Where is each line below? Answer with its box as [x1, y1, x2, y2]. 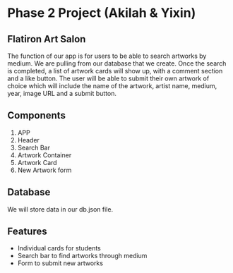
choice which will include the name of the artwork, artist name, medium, [7, 82, 217, 90]
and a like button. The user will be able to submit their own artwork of [7, 74, 210, 83]
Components [7, 109, 66, 121]
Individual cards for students [17, 244, 101, 253]
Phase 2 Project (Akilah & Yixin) [7, 5, 196, 21]
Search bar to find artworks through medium [17, 252, 148, 260]
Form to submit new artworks [17, 259, 104, 267]
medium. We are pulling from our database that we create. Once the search [7, 59, 227, 68]
